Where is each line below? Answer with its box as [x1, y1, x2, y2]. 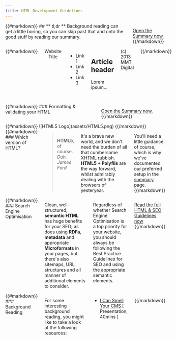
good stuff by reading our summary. [5, 34, 81, 40]
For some [44, 298, 65, 304]
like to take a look [44, 319, 81, 325]
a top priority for [93, 224, 127, 230]
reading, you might [44, 314, 84, 320]
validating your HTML [5, 109, 51, 115]
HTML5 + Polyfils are [80, 160, 126, 166]
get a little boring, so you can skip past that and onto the [5, 28, 124, 34]
